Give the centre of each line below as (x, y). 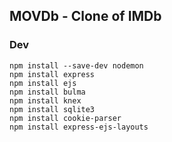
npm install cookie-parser (65, 118)
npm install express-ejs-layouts (79, 127)
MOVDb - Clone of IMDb (85, 16)
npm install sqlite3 (52, 109)
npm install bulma (47, 92)
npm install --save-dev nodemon (76, 65)
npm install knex (45, 100)
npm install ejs (43, 83)
